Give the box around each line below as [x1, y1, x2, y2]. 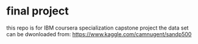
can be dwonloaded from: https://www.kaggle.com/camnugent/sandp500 [6, 30, 192, 37]
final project [6, 4, 69, 18]
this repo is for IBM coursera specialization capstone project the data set [6, 24, 189, 31]
